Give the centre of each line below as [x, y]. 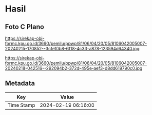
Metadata [20, 83]
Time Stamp [21, 105]
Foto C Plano [25, 27]
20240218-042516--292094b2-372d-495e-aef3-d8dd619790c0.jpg [74, 68]
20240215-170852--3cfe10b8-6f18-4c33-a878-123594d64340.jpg [72, 49]
